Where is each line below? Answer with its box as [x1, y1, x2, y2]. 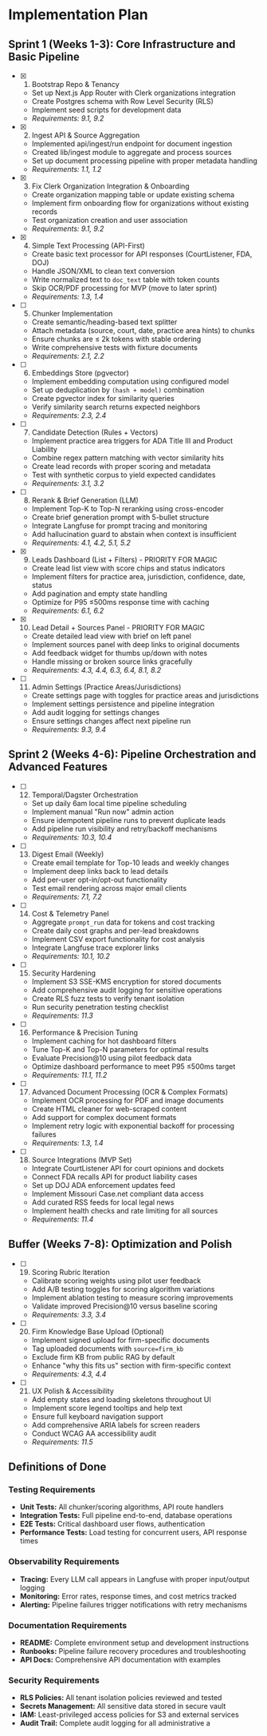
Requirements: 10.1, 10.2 [31, 951, 110, 960]
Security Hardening [31, 968, 96, 978]
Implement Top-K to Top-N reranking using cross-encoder [31, 504, 225, 513]
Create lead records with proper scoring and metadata [31, 462, 211, 471]
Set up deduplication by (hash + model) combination [31, 385, 205, 395]
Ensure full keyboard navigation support [31, 1412, 163, 1421]
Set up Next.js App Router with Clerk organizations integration [31, 88, 236, 97]
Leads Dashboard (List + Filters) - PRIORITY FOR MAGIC [31, 555, 218, 564]
